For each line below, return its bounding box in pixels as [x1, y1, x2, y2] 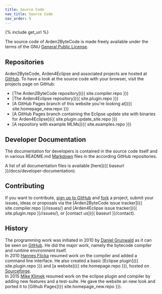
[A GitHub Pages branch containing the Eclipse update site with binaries [12, 111, 156, 117]
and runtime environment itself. [5, 248, 67, 253]
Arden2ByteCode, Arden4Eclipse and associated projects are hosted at [5, 71, 147, 77]
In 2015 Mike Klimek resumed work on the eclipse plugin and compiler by [5, 273, 151, 279]
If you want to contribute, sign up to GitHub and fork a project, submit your [5, 195, 154, 201]
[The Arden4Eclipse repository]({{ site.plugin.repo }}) [12, 95, 118, 102]
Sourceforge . [5, 268, 31, 274]
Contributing [5, 182, 44, 190]
